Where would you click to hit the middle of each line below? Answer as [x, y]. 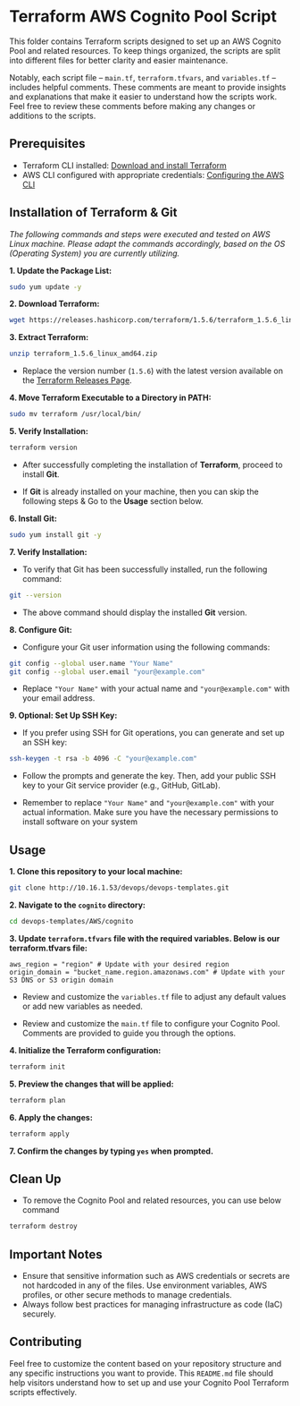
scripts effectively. [43, 1392]
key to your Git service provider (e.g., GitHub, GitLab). [121, 786]
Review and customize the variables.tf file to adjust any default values [154, 996]
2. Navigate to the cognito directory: [77, 905]
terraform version [43, 448]
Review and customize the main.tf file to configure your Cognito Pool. [151, 1023]
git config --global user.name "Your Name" [92, 663]
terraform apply [39, 1134]
